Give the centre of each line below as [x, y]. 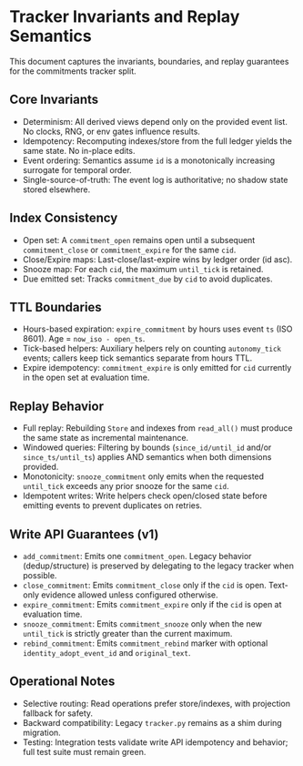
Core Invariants [54, 100]
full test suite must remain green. [84, 751]
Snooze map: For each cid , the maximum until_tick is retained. [143, 269]
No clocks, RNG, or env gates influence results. [111, 131]
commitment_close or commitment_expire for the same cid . [129, 250]
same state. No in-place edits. [79, 150]
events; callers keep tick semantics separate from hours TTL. [137, 358]
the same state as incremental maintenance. [106, 438]
